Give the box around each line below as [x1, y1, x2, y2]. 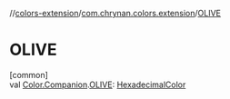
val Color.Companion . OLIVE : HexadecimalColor [9, 79, 186, 90]
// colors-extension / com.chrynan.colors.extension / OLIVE [9, 8, 221, 18]
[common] [9, 69, 48, 80]
